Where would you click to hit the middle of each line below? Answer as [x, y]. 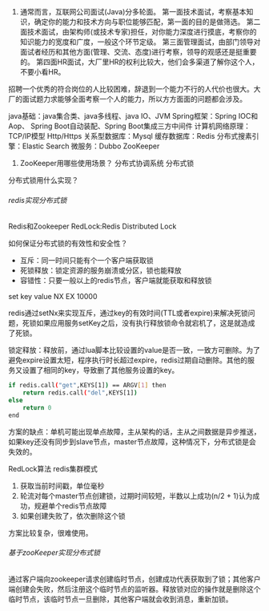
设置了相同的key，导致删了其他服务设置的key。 [100, 370]
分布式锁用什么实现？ [43, 180]
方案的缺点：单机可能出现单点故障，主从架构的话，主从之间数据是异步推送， [134, 431]
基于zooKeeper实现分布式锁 [54, 552]
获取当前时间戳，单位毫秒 [62, 486]
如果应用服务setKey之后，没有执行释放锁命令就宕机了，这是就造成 [145, 323]
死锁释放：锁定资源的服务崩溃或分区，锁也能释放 [100, 270]
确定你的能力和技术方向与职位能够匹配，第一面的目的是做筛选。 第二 [147, 22]
